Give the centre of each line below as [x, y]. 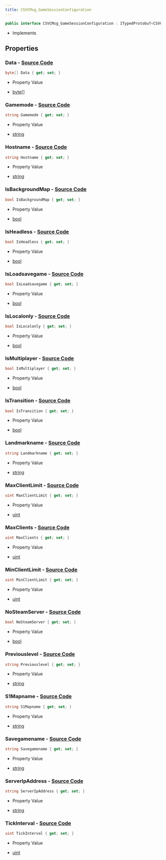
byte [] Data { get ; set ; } [33, 73]
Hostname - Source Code [36, 147]
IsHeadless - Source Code [37, 231]
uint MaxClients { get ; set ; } [37, 538]
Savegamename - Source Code [43, 739]
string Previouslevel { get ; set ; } [43, 664]
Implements [24, 33]
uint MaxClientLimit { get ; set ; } [42, 495]
